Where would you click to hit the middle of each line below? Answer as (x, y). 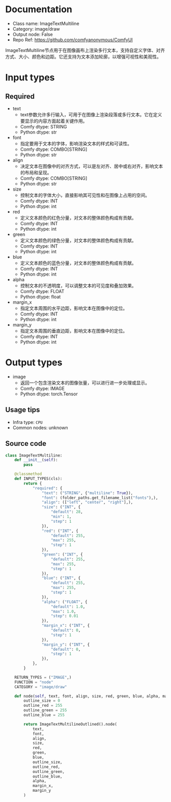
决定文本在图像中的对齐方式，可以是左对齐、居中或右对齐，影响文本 (92, 166)
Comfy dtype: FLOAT (42, 291)
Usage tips (23, 410)
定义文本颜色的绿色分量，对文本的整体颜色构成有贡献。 (78, 240)
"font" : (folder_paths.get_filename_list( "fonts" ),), (100, 498)
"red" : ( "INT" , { (60, 531)
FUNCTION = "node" (34, 682)
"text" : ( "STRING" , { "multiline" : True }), (87, 493)
